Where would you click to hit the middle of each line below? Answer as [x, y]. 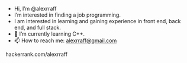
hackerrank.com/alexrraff [37, 54]
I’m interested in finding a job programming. [67, 15]
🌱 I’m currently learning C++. [49, 34]
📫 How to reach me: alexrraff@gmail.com [65, 40]
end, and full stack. [38, 27]
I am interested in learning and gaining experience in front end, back [97, 21]
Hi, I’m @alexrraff [35, 9]
